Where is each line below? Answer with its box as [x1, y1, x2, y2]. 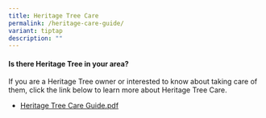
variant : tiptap [8, 26, 63, 35]
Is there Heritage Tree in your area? [8, 59, 129, 68]
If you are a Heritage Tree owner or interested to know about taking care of [8, 77, 258, 87]
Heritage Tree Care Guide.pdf [19, 101, 119, 111]
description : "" [8, 34, 63, 43]
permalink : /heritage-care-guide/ [8, 19, 125, 27]
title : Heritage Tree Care [8, 11, 99, 20]
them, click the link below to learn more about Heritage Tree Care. [8, 85, 227, 95]
